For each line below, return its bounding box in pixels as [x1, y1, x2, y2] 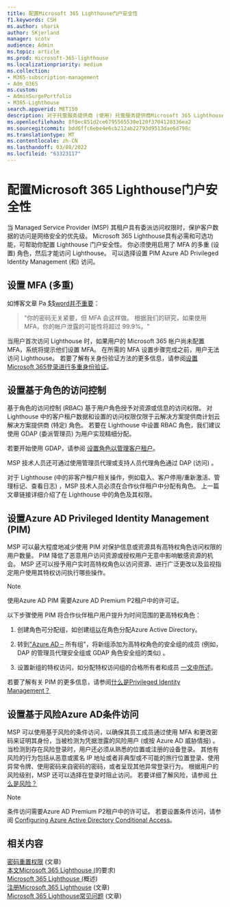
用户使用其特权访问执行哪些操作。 [12, 569, 110, 577]
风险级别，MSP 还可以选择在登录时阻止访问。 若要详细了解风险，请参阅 [7, 771, 210, 779]
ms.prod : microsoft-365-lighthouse [7, 55, 109, 62]
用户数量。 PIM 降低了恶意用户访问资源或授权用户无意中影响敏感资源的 [7, 552, 207, 560]
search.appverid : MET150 [7, 106, 78, 113]
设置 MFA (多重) [7, 279, 74, 292]
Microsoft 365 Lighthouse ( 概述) [7, 874, 98, 882]
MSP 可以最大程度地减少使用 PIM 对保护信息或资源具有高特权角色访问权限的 [7, 543, 222, 551]
